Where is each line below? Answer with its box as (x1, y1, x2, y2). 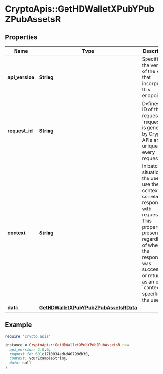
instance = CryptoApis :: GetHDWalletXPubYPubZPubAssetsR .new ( (5, 342, 131, 347)
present (142, 230, 160, 236)
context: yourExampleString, (9, 356, 68, 361)
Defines (142, 100, 160, 107)
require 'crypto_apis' (5, 334, 51, 338)
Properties (5, 33, 38, 41)
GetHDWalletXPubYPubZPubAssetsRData (39, 304, 137, 311)
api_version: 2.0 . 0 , (9, 347, 51, 352)
